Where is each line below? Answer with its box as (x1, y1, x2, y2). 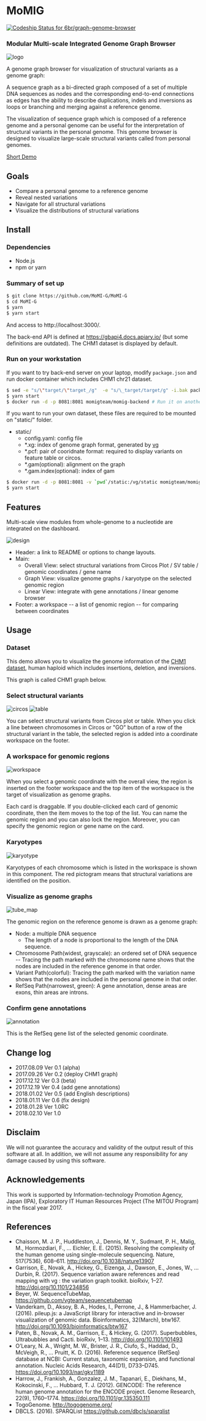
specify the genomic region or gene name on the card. (6, 823, 144, 830)
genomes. (6, 141, 32, 149)
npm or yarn (15, 264, 47, 271)
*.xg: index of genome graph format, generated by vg (24, 441, 159, 448)
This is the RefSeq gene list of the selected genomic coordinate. (6, 1030, 169, 1037)
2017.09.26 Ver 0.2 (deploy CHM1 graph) (15, 1070, 118, 1078)
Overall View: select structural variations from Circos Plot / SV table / (24, 562, 199, 569)
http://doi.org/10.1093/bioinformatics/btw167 (15, 1323, 128, 1330)
